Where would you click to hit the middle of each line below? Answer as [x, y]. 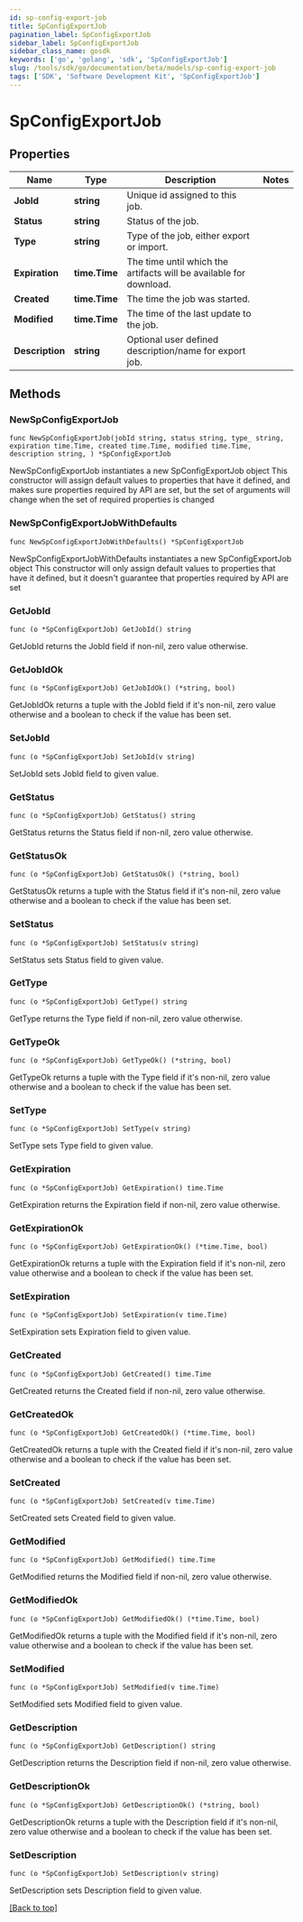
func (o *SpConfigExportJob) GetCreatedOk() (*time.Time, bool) [133, 1433]
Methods [35, 394]
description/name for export [186, 350]
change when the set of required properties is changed [112, 500]
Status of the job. [163, 220]
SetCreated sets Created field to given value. [93, 1518]
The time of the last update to [189, 313]
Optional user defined [173, 339]
